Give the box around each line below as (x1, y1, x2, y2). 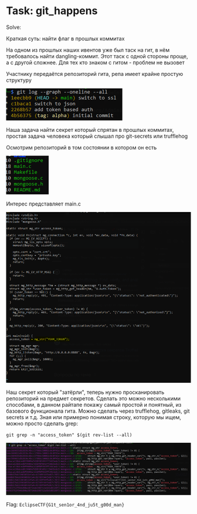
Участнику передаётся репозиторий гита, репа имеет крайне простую (6, 70, 184, 77)
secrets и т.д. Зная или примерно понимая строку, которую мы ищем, (6, 413, 182, 420)
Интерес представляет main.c (6, 200, 81, 207)
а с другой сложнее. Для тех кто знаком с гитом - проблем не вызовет (6, 59, 185, 66)
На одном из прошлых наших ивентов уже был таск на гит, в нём (6, 46, 170, 54)
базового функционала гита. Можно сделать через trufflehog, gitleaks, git (6, 407, 190, 414)
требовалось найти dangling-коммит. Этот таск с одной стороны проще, (6, 52, 189, 59)
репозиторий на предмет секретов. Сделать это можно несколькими (6, 394, 181, 402)
